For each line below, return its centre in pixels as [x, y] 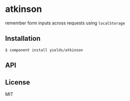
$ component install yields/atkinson [44, 50]
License [18, 82]
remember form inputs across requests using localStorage [65, 23]
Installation [23, 39]
